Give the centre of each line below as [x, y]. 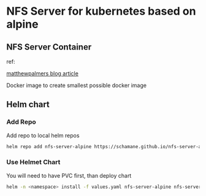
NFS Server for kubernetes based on [101, 11]
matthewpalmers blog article [42, 73]
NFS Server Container [49, 47]
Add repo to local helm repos [43, 135]
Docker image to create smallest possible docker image [77, 85]
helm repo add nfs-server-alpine [49, 146]
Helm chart [28, 104]
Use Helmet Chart [33, 162]
